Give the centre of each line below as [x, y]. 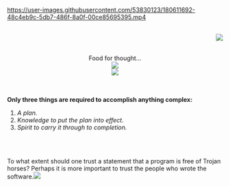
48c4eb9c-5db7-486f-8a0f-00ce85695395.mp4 [77, 17]
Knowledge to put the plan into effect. [71, 120]
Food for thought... [115, 58]
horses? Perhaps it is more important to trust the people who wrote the [107, 168]
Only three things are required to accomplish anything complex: [100, 99]
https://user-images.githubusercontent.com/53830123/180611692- [101, 10]
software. [21, 176]
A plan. [27, 113]
